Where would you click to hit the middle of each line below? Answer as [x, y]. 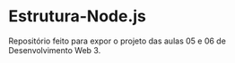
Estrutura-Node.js [78, 16]
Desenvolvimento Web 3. [55, 50]
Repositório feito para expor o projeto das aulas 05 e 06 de [117, 41]
